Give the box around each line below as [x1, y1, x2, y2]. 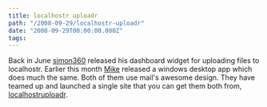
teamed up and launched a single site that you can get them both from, [8, 81, 242, 91]
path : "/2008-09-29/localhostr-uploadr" [8, 19, 145, 27]
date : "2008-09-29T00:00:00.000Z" [8, 26, 124, 34]
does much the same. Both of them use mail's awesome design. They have [8, 73, 256, 82]
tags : [8, 34, 26, 42]
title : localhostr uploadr [8, 11, 98, 20]
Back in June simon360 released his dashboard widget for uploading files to [8, 56, 260, 65]
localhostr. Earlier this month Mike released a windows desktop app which [8, 65, 253, 74]
